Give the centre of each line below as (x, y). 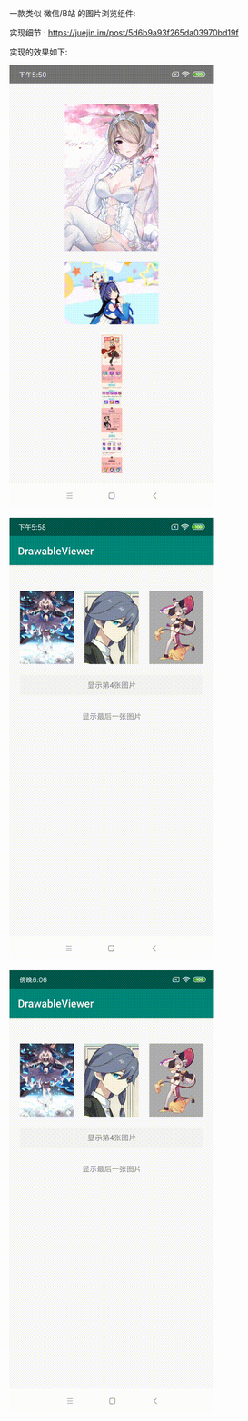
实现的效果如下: (39, 52)
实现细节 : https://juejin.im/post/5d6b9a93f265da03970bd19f (124, 33)
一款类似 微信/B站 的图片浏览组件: (73, 13)
